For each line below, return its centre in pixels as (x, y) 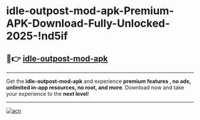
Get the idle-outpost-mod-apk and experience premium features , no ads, (99, 81)
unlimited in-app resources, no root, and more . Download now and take (95, 87)
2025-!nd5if (37, 36)
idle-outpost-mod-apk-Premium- (90, 11)
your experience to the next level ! (48, 94)
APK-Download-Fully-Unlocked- (88, 23)
